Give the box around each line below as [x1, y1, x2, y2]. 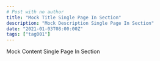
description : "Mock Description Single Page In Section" [6, 20, 155, 26]
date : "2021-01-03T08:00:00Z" [6, 25, 84, 32]
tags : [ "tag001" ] [6, 31, 51, 37]
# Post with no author [6, 8, 64, 15]
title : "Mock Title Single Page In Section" [6, 14, 122, 21]
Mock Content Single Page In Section [6, 48, 100, 55]
